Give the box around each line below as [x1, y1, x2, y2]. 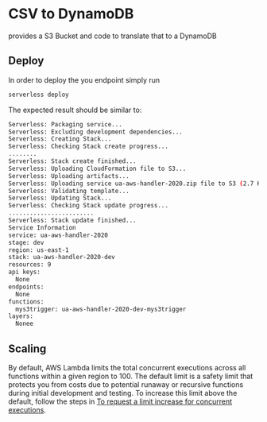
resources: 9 [8, 261, 52, 269]
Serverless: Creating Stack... [8, 135, 112, 143]
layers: [8, 312, 34, 320]
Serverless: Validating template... [8, 187, 130, 195]
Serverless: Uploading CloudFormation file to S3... [8, 165, 187, 172]
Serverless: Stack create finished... [8, 157, 137, 165]
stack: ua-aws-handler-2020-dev [8, 254, 115, 261]
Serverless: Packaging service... [8, 120, 123, 128]
